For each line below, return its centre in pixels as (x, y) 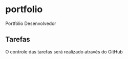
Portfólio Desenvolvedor (31, 23)
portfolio (24, 9)
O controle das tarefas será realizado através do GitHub (64, 51)
